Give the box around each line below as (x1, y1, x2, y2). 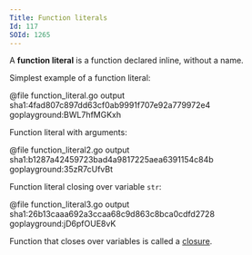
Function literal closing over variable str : (9, 181, 162, 192)
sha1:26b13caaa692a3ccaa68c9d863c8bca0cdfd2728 (9, 209, 216, 220)
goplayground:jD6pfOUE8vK (9, 219, 116, 230)
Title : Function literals (9, 13, 107, 23)
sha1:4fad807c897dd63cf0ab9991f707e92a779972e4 (9, 100, 211, 111)
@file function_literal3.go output (9, 199, 130, 210)
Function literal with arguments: (9, 127, 127, 138)
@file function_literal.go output (9, 90, 126, 101)
